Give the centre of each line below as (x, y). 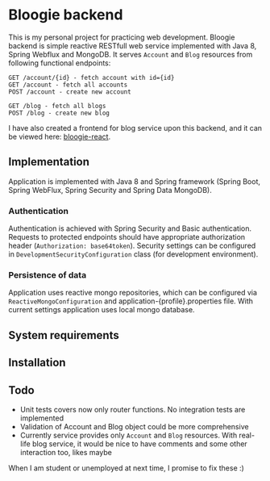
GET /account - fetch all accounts (68, 85)
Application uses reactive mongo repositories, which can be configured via (133, 293)
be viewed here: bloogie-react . (60, 136)
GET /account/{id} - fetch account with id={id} (91, 77)
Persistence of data (48, 274)
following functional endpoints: (60, 63)
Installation (37, 363)
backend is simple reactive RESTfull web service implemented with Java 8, (133, 45)
